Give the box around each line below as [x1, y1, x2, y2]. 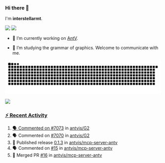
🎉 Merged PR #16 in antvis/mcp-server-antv [12, 152, 102, 158]
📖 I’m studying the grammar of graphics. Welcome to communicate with [12, 45, 159, 51]
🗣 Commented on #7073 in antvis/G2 [12, 125, 90, 131]
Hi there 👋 [5, 4, 30, 11]
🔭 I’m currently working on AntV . [12, 35, 78, 41]
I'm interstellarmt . [5, 16, 43, 22]
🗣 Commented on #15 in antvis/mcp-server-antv [12, 145, 113, 151]
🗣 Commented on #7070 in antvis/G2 [12, 132, 90, 138]
